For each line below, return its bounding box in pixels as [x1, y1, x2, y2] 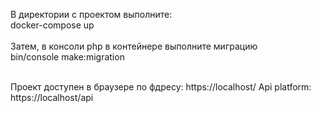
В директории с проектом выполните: [10, 9, 173, 20]
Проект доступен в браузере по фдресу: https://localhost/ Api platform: [10, 81, 312, 93]
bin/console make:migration [10, 51, 125, 63]
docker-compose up [10, 19, 95, 31]
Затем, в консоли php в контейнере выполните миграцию [10, 40, 258, 52]
